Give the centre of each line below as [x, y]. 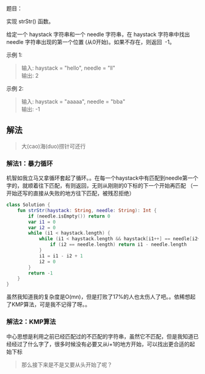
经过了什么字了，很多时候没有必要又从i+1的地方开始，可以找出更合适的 [101, 344]
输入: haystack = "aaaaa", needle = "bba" [73, 101]
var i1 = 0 [42, 222]
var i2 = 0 [42, 227]
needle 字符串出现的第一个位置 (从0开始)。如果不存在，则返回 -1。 [91, 42]
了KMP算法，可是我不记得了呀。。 [48, 304]
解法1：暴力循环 [30, 163]
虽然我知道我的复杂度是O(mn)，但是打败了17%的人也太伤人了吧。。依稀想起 [101, 297]
